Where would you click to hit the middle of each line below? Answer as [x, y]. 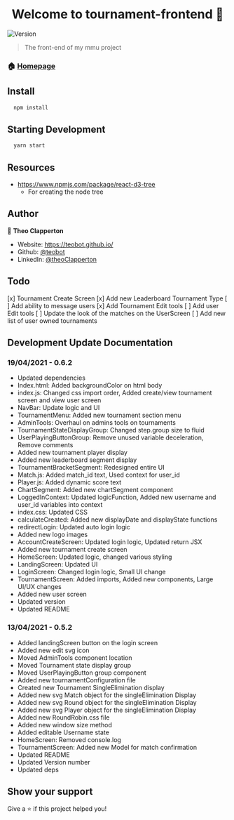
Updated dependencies [51, 378]
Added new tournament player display [73, 453]
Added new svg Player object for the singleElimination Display [106, 710]
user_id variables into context [60, 505]
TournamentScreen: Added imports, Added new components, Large [115, 579]
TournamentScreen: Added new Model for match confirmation [107, 747]
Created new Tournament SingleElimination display [91, 687]
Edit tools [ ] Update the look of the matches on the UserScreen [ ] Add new [117, 313]
